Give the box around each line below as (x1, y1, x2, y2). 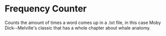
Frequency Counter (4, 3, 87, 14)
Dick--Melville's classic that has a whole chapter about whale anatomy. (4, 24, 151, 30)
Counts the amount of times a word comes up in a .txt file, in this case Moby (4, 19, 162, 25)
